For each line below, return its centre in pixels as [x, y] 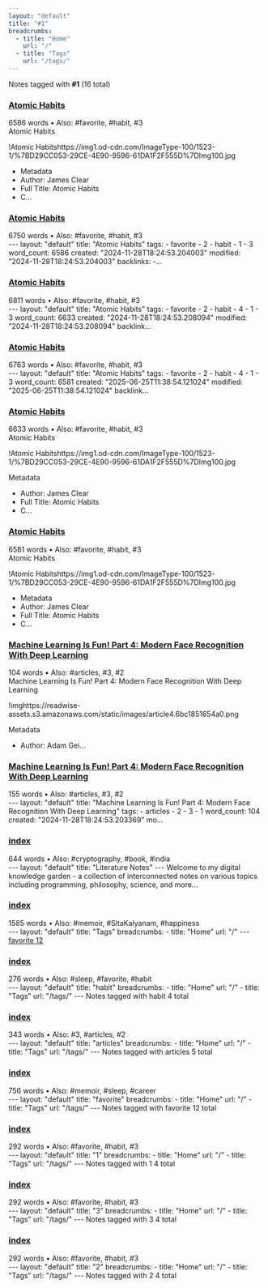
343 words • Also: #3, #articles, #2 [67, 1034]
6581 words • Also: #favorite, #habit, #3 [75, 549]
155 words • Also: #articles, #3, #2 [66, 794]
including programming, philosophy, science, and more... [103, 885]
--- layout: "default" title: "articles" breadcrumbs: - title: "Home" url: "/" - [130, 1043]
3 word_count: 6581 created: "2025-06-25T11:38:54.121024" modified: [125, 382]
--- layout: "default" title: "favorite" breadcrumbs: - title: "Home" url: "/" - [130, 1099]
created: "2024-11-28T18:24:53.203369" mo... [86, 820]
